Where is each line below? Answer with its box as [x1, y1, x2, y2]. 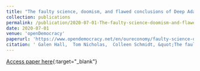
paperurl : [6, 36, 31, 42]
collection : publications [6, 14, 70, 20]
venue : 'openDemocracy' [6, 31, 65, 37]
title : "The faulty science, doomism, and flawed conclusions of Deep [6, 8, 185, 15]
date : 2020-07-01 [6, 25, 49, 31]
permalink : [6, 20, 33, 25]
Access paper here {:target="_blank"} [6, 57, 98, 65]
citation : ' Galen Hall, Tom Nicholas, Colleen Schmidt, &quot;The [6, 42, 183, 48]
